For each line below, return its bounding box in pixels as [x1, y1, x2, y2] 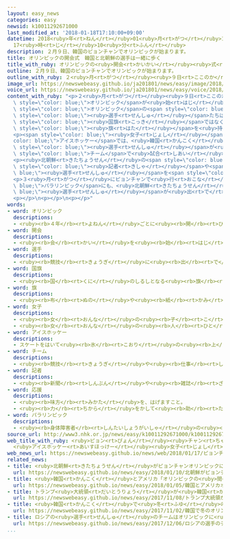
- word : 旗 [7, 284, 38, 291]
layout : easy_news [7, 10, 60, 17]
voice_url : [7, 86, 38, 93]
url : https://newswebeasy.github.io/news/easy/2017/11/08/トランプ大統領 [13, 494, 221, 501]
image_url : [7, 80, 38, 87]
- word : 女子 [7, 303, 42, 311]
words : [7, 202, 26, 208]
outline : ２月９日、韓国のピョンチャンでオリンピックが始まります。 [7, 67, 177, 74]
